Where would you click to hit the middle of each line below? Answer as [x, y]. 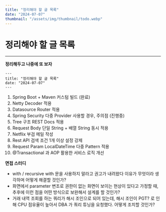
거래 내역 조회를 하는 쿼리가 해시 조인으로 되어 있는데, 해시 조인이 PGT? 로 [83, 199]
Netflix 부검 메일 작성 [33, 134]
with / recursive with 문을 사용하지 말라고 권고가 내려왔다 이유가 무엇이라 [83, 174]
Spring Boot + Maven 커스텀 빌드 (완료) [51, 97]
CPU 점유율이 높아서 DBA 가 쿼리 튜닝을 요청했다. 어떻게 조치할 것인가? [86, 205]
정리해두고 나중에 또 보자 [29, 64]
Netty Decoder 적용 [32, 103]
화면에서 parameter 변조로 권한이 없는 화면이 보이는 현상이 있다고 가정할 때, [85, 186]
